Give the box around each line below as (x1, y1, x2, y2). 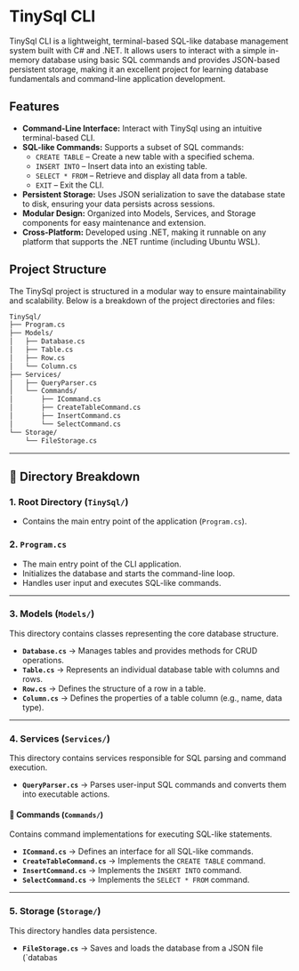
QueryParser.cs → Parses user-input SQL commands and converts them (21, 780, 287, 790)
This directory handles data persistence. (9, 925, 158, 935)
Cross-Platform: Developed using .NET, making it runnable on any (21, 227, 267, 237)
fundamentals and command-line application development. (9, 73, 226, 84)
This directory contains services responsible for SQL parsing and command (9, 753, 287, 764)
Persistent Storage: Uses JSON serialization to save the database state (21, 189, 286, 199)
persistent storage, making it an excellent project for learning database (9, 64, 269, 75)
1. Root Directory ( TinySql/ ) (9, 495, 129, 508)
